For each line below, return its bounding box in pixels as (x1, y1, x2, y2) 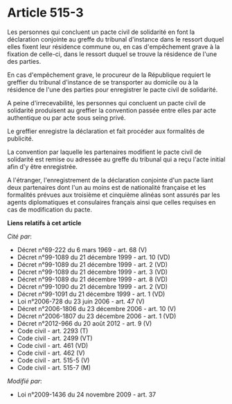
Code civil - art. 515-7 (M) (17, 363, 91, 371)
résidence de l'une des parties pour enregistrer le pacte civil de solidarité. (7, 85, 218, 94)
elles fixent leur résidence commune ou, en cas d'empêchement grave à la (7, 42, 220, 51)
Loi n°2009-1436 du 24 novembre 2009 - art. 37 (17, 390, 157, 398)
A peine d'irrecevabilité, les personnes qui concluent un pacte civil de (7, 98, 206, 107)
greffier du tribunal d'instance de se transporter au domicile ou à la (7, 78, 199, 86)
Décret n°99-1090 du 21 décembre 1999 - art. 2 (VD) (17, 282, 168, 290)
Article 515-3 (7, 5, 84, 21)
